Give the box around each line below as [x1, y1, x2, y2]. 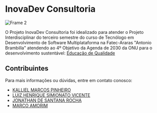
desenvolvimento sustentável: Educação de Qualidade [5, 50, 115, 56]
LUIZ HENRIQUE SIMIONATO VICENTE [12, 92, 91, 98]
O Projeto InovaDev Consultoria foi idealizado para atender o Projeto [5, 29, 144, 35]
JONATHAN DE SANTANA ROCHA [12, 97, 82, 103]
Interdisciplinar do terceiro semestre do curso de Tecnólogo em [5, 34, 134, 40]
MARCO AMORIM [12, 102, 48, 109]
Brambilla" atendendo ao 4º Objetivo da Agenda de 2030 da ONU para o [5, 45, 153, 51]
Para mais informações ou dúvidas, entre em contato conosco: [5, 77, 132, 83]
